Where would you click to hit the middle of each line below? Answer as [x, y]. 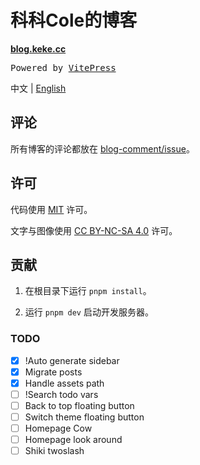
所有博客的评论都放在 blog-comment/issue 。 [102, 148]
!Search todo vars [61, 394]
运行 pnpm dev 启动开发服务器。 [89, 312]
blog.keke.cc [38, 48]
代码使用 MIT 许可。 [51, 209]
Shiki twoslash [54, 451]
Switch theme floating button [84, 417]
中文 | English [38, 88]
